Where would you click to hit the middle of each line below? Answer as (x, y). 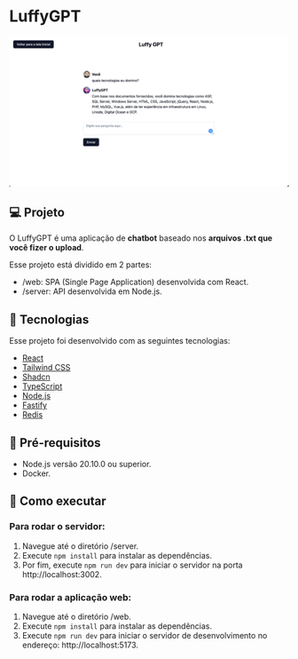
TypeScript (42, 386)
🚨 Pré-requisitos (55, 443)
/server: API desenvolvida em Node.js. (92, 291)
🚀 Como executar (58, 501)
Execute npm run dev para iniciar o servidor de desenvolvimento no (145, 636)
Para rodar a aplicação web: (71, 597)
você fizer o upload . (47, 248)
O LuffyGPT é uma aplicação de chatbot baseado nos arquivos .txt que (141, 238)
